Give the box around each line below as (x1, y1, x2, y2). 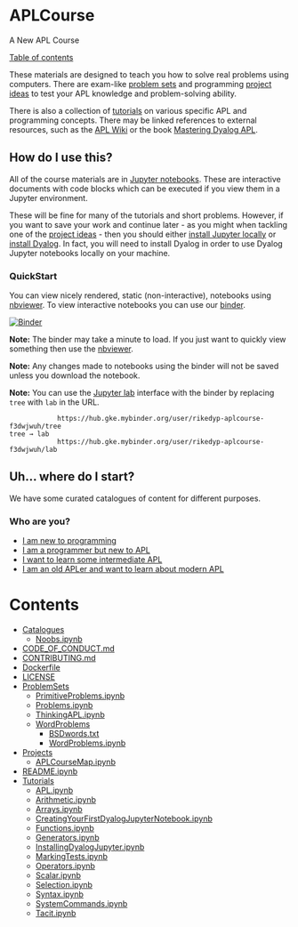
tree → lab (9, 430, 50, 439)
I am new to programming (21, 536, 117, 546)
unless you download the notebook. (9, 370, 141, 381)
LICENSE (21, 672, 56, 682)
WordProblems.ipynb (48, 738, 126, 748)
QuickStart (9, 270, 58, 282)
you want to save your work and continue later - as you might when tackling (9, 219, 287, 230)
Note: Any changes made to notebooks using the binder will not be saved (9, 361, 279, 372)
